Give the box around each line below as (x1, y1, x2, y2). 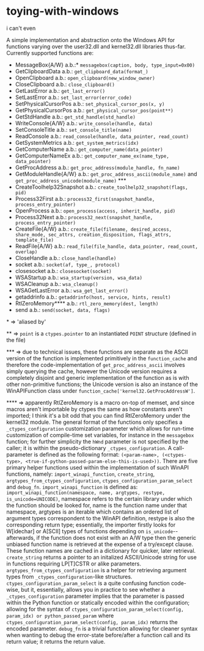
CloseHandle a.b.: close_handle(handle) (15, 254, 117, 261)
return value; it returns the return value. (6, 638, 106, 645)
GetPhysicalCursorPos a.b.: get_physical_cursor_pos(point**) (15, 106, 174, 114)
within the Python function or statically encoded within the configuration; (6, 598, 190, 606)
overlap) (15, 249, 38, 255)
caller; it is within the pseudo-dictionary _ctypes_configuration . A (6, 444, 172, 451)
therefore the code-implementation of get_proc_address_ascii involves (6, 361, 185, 368)
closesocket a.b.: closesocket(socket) (15, 267, 112, 274)
